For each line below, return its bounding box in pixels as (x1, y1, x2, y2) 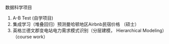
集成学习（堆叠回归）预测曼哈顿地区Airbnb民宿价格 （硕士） (12, 21, 140, 27)
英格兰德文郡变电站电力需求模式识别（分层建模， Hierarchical (12, 27, 142, 33)
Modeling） (142, 27, 165, 33)
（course (12, 34, 32, 39)
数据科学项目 (5, 4, 32, 10)
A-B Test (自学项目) (12, 15, 53, 21)
